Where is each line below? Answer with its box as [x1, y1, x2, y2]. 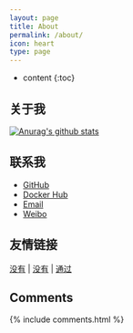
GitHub [22, 179, 50, 190]
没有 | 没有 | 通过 [9, 263, 73, 274]
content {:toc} [22, 72, 76, 83]
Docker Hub [22, 189, 68, 200]
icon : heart [9, 38, 55, 48]
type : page [9, 47, 51, 57]
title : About [9, 22, 59, 31]
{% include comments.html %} [9, 314, 125, 325]
